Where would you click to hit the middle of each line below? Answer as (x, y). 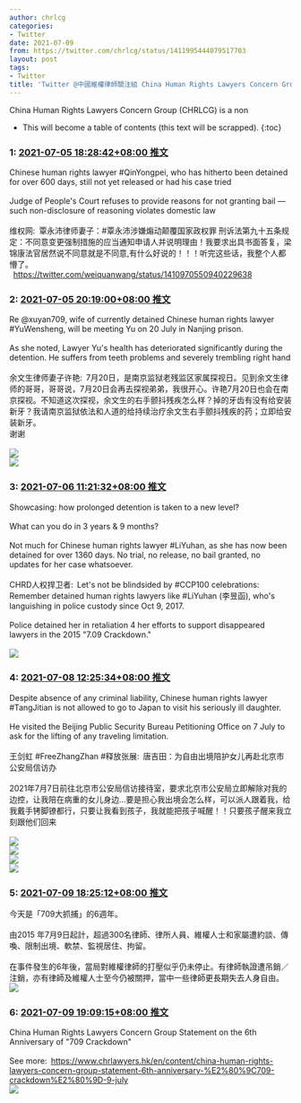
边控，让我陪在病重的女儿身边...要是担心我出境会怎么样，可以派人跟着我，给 (150, 799)
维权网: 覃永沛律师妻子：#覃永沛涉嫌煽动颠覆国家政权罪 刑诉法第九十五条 (146, 231)
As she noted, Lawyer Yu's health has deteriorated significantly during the (146, 348)
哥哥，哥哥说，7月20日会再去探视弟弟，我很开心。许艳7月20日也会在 (153, 389)
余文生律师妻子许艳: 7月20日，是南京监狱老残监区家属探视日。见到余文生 (145, 378)
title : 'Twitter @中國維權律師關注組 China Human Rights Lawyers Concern (144, 84)
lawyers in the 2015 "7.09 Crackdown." (81, 635)
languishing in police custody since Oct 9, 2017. (97, 606)
